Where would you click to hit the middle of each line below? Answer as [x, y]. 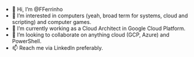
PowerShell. [27, 41]
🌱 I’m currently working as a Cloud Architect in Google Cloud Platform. [98, 28]
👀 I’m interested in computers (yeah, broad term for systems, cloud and [100, 16]
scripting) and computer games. [51, 22]
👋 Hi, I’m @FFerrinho [37, 9]
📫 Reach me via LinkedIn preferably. [57, 48]
